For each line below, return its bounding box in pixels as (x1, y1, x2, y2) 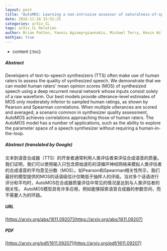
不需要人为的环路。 (5, 192, 45, 198)
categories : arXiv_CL (5, 21, 50, 26)
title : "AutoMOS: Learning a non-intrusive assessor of (5, 12, 123, 17)
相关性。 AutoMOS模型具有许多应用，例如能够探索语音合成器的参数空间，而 (5, 186, 162, 191)
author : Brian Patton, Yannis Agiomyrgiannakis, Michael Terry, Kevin (5, 30, 155, 35)
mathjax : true (5, 35, 35, 40)
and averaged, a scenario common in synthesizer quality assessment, (5, 109, 148, 115)
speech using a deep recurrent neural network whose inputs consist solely (5, 88, 158, 94)
